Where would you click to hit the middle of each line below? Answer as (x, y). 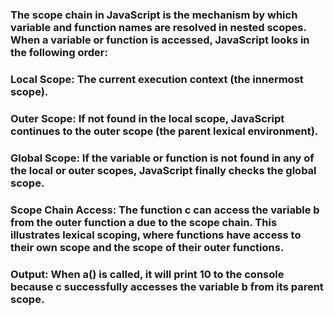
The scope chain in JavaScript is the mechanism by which (154, 15)
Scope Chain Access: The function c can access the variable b (165, 210)
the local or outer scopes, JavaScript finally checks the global (163, 170)
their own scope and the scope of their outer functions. (147, 247)
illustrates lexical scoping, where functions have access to (156, 235)
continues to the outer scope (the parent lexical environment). (164, 131)
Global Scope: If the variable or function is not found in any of (162, 158)
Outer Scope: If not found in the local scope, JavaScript (147, 118)
